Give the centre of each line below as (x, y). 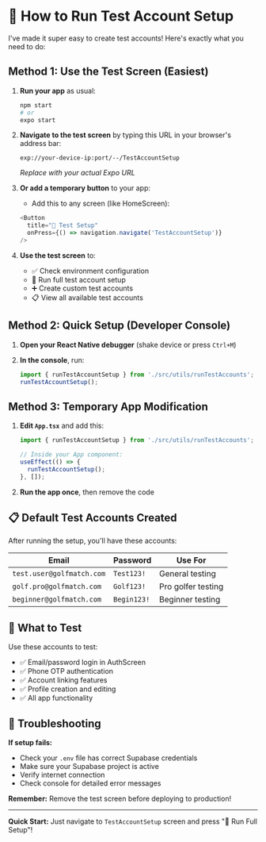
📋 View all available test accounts (87, 298)
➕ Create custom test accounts (82, 288)
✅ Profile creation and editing (68, 689)
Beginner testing (190, 600)
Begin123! (132, 600)
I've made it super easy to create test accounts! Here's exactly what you (126, 38)
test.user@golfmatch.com (59, 574)
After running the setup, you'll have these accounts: (93, 541)
